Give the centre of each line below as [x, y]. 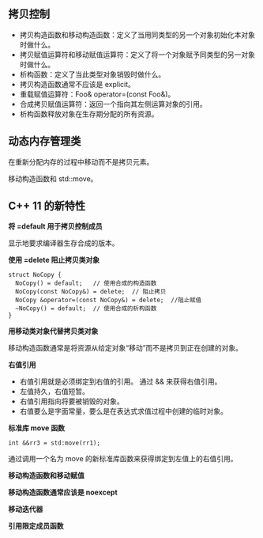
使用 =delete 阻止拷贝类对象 [54, 260]
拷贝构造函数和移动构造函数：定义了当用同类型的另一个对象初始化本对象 [137, 35]
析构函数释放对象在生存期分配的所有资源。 [89, 114]
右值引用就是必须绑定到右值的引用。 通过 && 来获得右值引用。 [120, 381]
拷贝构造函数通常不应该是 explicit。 [77, 84]
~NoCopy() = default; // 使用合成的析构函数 [86, 309]
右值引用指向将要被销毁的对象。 [71, 401]
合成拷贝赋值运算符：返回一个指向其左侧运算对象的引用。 [113, 104]
